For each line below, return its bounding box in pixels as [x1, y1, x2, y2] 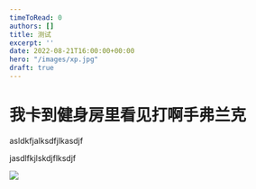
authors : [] [9, 22, 54, 31]
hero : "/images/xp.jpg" [9, 55, 99, 64]
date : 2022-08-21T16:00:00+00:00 [9, 47, 135, 56]
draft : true [9, 64, 54, 73]
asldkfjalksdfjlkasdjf [9, 135, 84, 146]
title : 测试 [9, 30, 51, 39]
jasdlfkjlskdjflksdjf [9, 152, 77, 163]
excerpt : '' [9, 38, 54, 48]
